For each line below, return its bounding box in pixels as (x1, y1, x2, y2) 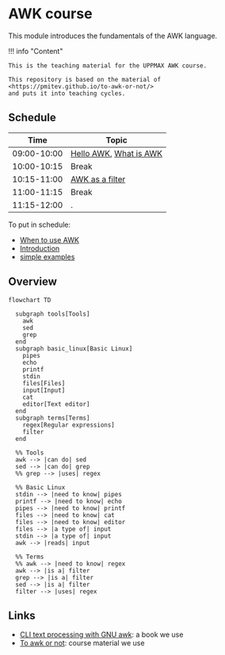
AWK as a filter (70, 174, 126, 185)
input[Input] (22, 386, 66, 394)
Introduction (19, 243, 60, 253)
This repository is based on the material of (8, 75, 161, 83)
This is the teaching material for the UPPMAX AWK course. (8, 61, 208, 70)
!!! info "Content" (8, 46, 63, 56)
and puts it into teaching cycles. (8, 89, 126, 98)
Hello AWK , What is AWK (70, 147, 163, 159)
